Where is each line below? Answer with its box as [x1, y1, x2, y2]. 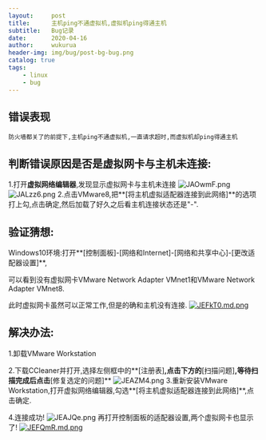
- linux [22, 71, 48, 79]
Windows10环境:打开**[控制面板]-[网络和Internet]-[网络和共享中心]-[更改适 [8, 248, 256, 257]
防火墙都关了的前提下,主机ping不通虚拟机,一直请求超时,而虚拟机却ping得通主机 [8, 133, 238, 141]
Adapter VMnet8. [8, 283, 66, 293]
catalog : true [8, 57, 56, 65]
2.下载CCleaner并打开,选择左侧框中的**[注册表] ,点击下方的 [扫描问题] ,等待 [8, 365, 252, 375]
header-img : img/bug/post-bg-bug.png [8, 49, 134, 57]
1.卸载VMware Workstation [8, 348, 97, 358]
